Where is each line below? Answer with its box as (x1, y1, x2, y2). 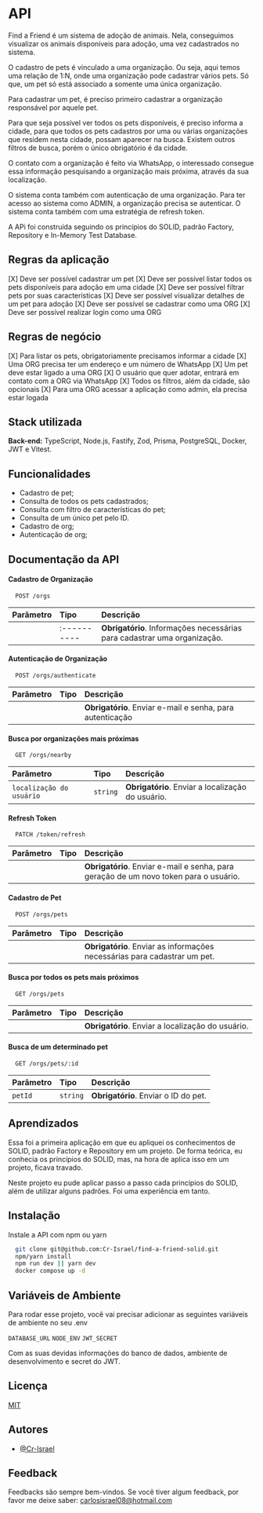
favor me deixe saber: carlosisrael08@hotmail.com (8, 1496, 172, 1505)
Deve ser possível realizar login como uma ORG (8, 307, 162, 316)
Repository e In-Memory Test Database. (8, 230, 137, 239)
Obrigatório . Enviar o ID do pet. (91, 1091, 207, 1101)
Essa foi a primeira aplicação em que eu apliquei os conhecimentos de (8, 1138, 236, 1147)
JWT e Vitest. (8, 444, 52, 454)
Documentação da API (8, 553, 120, 566)
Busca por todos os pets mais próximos (8, 973, 139, 982)
